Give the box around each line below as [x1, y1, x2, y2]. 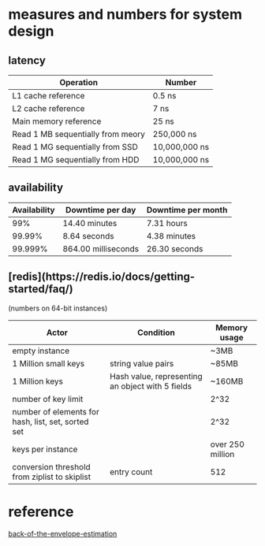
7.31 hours [146, 217, 188, 228]
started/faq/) [8, 282, 73, 296]
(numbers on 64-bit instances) [8, 303, 108, 313]
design [8, 22, 54, 40]
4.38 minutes [146, 230, 196, 241]
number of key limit [12, 393, 84, 404]
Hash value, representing [110, 370, 203, 381]
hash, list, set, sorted [12, 416, 89, 427]
